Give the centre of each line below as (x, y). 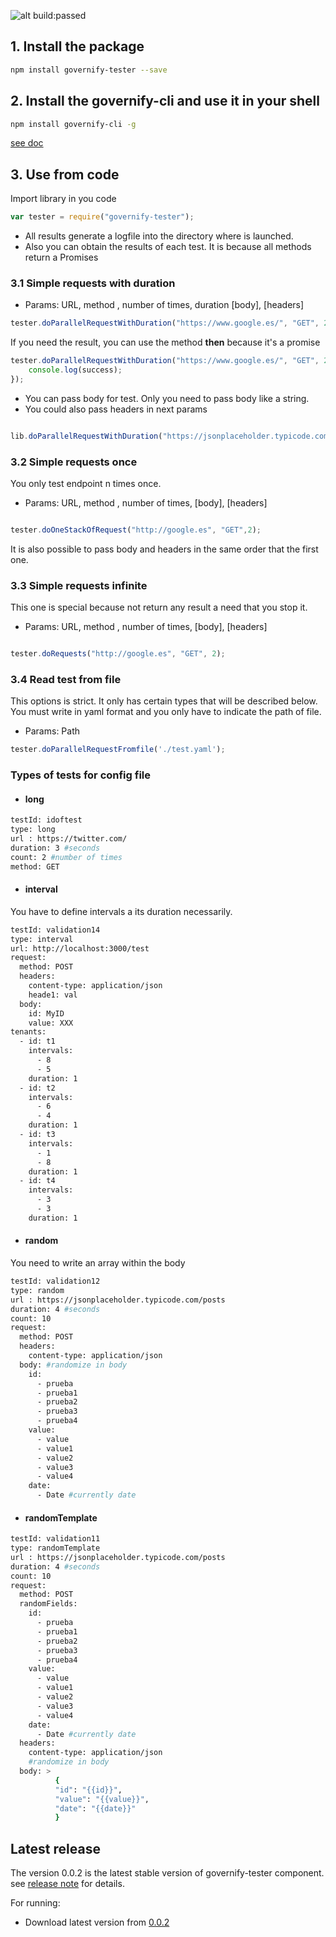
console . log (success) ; (75, 370)
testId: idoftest (46, 820)
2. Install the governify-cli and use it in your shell (165, 101)
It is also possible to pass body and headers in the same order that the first (164, 549)
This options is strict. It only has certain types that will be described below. (164, 701)
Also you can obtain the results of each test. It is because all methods (168, 247)
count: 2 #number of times (66, 857)
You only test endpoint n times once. (86, 484)
